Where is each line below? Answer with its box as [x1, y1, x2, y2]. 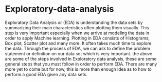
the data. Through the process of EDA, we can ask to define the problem [5, 45, 150, 51]
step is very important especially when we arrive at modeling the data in [5, 30, 149, 36]
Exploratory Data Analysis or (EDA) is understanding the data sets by [5, 20, 143, 25]
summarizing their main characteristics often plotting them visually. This [5, 24, 149, 30]
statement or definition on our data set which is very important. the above [5, 50, 153, 57]
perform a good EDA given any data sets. [5, 71, 88, 77]
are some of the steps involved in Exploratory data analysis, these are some [5, 56, 157, 61]
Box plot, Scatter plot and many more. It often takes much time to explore [5, 40, 152, 46]
